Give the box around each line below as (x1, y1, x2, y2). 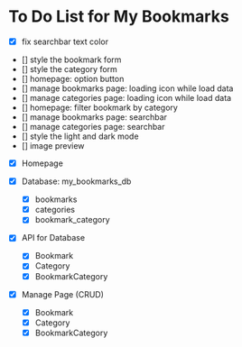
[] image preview (21, 141, 85, 151)
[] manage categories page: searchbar (21, 122, 165, 132)
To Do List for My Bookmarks (8, 6, 229, 27)
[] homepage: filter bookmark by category (21, 102, 178, 113)
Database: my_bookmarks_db (21, 176, 132, 187)
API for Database (21, 233, 86, 243)
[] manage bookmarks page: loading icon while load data (21, 83, 234, 94)
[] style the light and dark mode (21, 131, 139, 142)
